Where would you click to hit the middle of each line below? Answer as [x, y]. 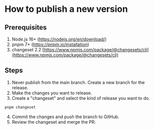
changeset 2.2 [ [28, 50]
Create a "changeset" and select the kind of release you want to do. [81, 98]
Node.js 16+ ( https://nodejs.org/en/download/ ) [59, 39]
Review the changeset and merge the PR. [54, 122]
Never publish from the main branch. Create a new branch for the [78, 82]
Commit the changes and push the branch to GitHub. [65, 117]
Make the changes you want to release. [52, 93]
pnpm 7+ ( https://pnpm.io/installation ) [50, 44]
